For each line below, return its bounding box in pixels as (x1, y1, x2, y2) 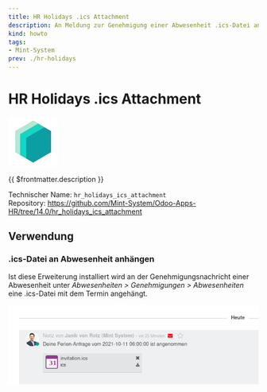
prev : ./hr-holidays (8, 55, 77, 63)
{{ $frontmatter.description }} (8, 174, 105, 184)
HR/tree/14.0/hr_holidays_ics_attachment (8, 207, 143, 216)
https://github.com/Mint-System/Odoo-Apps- (47, 198, 196, 208)
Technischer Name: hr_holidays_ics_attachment (8, 189, 167, 199)
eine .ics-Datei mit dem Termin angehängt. (8, 289, 149, 298)
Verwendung (8, 230, 74, 243)
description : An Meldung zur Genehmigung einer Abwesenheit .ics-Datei (8, 21, 250, 29)
